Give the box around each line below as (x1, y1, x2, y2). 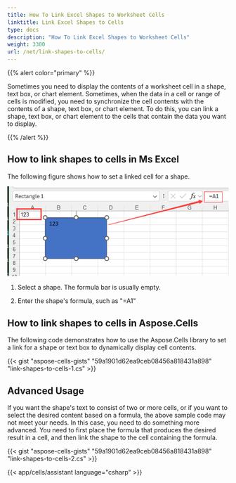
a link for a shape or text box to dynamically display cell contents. (7, 343, 197, 352)
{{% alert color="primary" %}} (7, 69, 96, 77)
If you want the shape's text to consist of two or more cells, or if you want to (7, 404, 228, 411)
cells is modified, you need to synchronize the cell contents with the (7, 97, 204, 105)
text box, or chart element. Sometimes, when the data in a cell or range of (7, 90, 221, 98)
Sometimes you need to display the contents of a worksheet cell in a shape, (7, 82, 226, 91)
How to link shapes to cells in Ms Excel (7, 153, 179, 165)
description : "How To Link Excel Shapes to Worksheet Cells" (7, 34, 190, 41)
